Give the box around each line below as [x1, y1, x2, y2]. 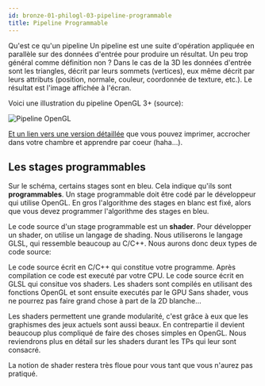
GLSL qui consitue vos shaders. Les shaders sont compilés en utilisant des [8, 279, 252, 289]
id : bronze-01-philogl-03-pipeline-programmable [8, 11, 172, 20]
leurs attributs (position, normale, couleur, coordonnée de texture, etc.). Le [8, 75, 252, 84]
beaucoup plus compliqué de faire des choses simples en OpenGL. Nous [8, 328, 247, 338]
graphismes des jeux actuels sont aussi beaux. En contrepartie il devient [8, 320, 245, 330]
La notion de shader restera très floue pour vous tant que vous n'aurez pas [8, 361, 253, 370]
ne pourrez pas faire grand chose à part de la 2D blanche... [8, 296, 202, 306]
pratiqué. [8, 369, 38, 379]
